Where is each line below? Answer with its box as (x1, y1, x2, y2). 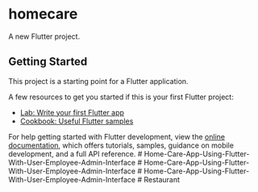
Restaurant (144, 174, 180, 184)
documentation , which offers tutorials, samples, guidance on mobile (8, 140, 234, 150)
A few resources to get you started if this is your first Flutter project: (8, 92, 234, 102)
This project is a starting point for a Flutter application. (8, 76, 189, 86)
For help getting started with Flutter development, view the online (8, 131, 226, 141)
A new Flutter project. (8, 31, 81, 41)
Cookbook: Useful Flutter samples (19, 116, 134, 126)
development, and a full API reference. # (8, 148, 143, 158)
